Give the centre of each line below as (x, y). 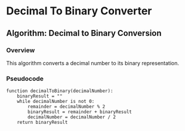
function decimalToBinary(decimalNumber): (60, 91)
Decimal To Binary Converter (79, 11)
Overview (21, 50)
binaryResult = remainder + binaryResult (80, 112)
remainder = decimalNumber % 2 (67, 107)
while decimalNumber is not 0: (56, 102)
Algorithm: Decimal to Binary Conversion (84, 33)
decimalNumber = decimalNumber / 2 (72, 117)
